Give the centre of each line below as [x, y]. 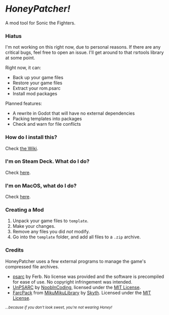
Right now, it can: [23, 68]
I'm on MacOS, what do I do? [41, 186]
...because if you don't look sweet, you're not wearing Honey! [59, 307]
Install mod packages [35, 94]
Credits [14, 250]
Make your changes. [34, 226]
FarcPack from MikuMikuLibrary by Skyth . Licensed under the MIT [82, 293]
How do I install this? [31, 137]
